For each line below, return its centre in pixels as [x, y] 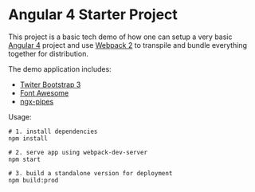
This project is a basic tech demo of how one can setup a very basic [120, 37]
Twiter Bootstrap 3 [50, 84]
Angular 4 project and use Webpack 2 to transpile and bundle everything [127, 45]
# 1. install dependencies [53, 131]
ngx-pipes [37, 101]
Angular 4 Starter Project [93, 15]
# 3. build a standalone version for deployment [90, 173]
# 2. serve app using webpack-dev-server [78, 152]
